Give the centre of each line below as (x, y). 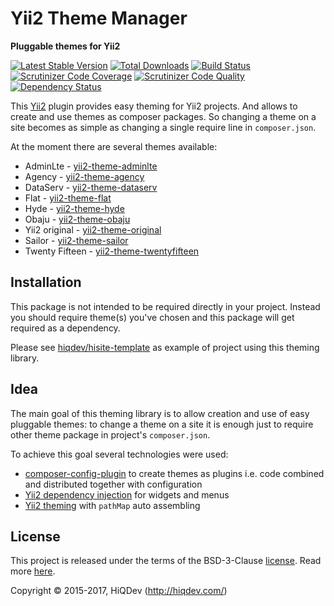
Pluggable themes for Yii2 (65, 46)
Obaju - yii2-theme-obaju (77, 219)
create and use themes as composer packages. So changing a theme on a (163, 116)
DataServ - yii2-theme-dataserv (91, 187)
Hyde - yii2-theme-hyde (74, 208)
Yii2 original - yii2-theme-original (93, 229)
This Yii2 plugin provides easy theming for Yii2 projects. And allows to (154, 106)
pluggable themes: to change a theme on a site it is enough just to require (162, 424)
